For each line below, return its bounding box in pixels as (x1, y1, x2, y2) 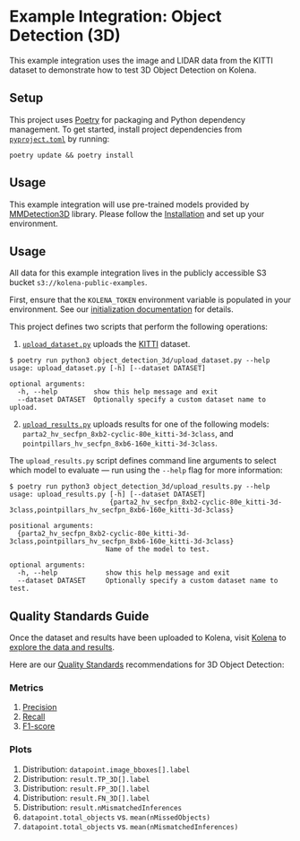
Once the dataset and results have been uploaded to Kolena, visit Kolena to (9, 632, 287, 643)
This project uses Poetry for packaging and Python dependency (9, 114, 246, 125)
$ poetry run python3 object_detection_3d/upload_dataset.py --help (9, 356, 270, 365)
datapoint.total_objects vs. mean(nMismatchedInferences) (21, 820, 239, 831)
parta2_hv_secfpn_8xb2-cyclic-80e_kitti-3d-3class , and (21, 429, 235, 439)
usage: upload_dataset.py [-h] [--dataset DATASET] (9, 364, 206, 373)
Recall (21, 711, 46, 723)
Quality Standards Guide (9, 608, 150, 624)
